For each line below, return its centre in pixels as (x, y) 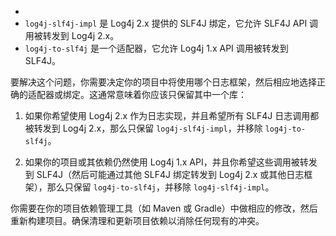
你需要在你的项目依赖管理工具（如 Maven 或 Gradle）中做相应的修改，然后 (164, 208)
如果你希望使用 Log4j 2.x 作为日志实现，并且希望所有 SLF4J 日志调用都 (172, 115)
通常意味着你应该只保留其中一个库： (172, 94)
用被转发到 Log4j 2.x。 (72, 35)
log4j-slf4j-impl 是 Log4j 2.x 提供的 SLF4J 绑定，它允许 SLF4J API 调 (171, 23)
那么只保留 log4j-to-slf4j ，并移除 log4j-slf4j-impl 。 (160, 187)
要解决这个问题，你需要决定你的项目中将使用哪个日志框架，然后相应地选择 (163, 82)
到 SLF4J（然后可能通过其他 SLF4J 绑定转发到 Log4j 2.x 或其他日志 (164, 174)
